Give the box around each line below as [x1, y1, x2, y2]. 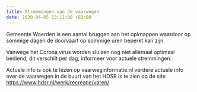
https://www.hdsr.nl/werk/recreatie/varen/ [6, 78, 110, 86]
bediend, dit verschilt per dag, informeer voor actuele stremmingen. [6, 55, 172, 62]
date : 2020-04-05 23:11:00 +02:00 [6, 14, 92, 20]
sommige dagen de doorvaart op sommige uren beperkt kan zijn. [6, 37, 165, 44]
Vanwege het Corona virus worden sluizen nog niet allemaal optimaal [6, 48, 175, 55]
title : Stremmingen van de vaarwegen [6, 8, 100, 15]
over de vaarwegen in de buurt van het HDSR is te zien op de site [6, 72, 166, 80]
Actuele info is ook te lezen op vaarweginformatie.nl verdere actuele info [6, 66, 184, 73]
